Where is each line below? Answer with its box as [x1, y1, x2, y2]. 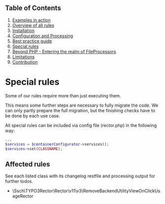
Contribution [12, 59, 38, 65]
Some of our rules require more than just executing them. [5, 92, 122, 98]
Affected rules [5, 160, 50, 168]
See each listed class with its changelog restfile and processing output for [5, 173, 155, 179]
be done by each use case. [5, 113, 60, 119]
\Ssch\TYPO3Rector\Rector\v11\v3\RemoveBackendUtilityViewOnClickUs [12, 188, 161, 194]
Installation [12, 27, 35, 34]
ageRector [12, 193, 33, 199]
